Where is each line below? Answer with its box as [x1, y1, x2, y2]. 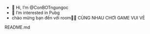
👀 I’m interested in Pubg [11, 10, 60, 16]
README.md [4, 24, 30, 30]
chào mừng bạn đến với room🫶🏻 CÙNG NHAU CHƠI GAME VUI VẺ [11, 15, 145, 20]
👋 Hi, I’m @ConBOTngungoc [11, 5, 69, 10]
